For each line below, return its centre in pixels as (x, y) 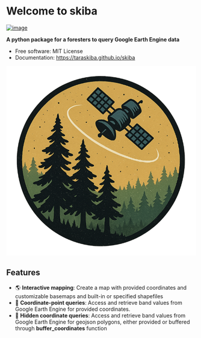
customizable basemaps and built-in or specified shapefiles (89, 296)
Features (23, 273)
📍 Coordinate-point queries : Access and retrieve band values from (98, 302)
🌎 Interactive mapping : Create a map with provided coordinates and (101, 287)
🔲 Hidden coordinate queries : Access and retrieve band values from (100, 315)
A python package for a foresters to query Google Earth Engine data (93, 39)
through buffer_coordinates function (61, 328)
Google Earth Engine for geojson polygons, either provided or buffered (103, 322)
